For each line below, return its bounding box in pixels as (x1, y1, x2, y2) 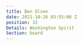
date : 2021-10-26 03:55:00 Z (6, 14, 77, 20)
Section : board (6, 30, 43, 36)
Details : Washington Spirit (6, 25, 75, 31)
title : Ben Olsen (6, 8, 49, 15)
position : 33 (6, 19, 38, 25)
